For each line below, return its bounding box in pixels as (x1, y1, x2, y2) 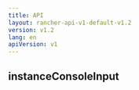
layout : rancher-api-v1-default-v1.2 (8, 19, 132, 27)
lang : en (8, 33, 37, 41)
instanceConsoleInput (8, 70, 119, 83)
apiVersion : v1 (8, 41, 58, 49)
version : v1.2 (8, 26, 55, 34)
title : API (8, 11, 44, 20)
